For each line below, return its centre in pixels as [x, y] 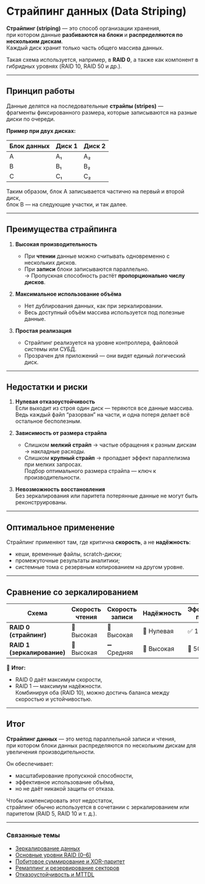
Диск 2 [94, 146]
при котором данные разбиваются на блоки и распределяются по [95, 34]
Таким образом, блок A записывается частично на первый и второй [95, 191]
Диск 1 [67, 146]
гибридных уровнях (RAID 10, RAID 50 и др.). [64, 66]
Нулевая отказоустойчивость [55, 402]
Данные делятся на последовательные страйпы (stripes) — [85, 106]
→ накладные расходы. [55, 451]
